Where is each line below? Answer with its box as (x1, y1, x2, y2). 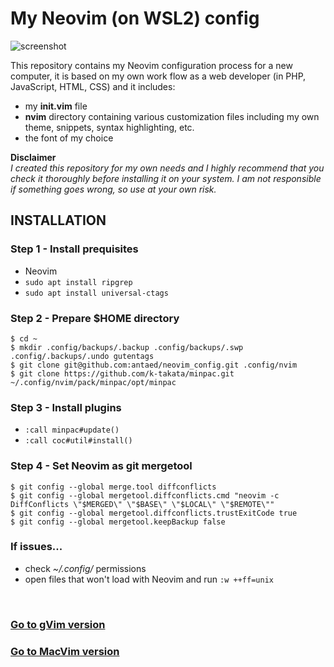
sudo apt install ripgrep (24, 277, 133, 287)
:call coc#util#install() (24, 436, 133, 446)
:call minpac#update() (24, 425, 120, 436)
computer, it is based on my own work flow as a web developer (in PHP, (10, 70, 307, 82)
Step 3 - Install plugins (10, 400, 122, 414)
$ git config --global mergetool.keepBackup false (10, 517, 226, 527)
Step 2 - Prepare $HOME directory (10, 311, 180, 325)
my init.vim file (24, 100, 88, 112)
